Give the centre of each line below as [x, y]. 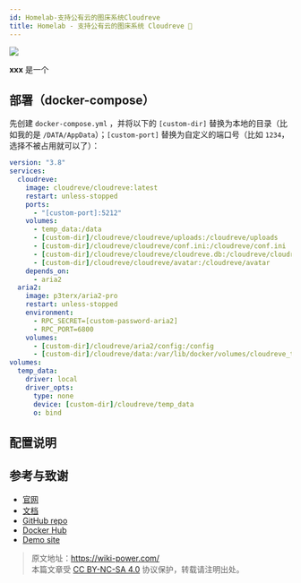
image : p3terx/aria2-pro [72, 296]
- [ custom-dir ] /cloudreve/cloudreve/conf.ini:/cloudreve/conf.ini [159, 246]
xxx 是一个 [29, 69]
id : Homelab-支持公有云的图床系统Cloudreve [85, 17]
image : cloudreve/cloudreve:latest [92, 188]
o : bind [47, 413]
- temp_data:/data [67, 229]
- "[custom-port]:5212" [77, 213]
